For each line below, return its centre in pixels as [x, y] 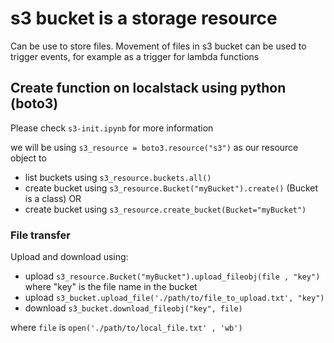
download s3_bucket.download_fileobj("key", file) [133, 308]
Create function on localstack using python [148, 88]
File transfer [40, 235]
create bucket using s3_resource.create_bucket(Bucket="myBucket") [165, 209]
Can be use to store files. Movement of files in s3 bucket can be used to [158, 46]
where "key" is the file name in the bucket [111, 287]
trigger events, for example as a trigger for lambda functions [135, 56]
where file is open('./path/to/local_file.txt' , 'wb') [126, 328]
